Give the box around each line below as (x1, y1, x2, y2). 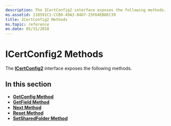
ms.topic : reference (5, 21, 50, 27)
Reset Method (12, 110, 44, 116)
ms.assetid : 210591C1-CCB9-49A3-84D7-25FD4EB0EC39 (5, 12, 116, 17)
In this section (5, 80, 52, 89)
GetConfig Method (12, 93, 54, 99)
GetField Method (12, 99, 50, 105)
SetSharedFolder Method (12, 115, 68, 121)
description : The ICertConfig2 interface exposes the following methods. (5, 7, 167, 13)
